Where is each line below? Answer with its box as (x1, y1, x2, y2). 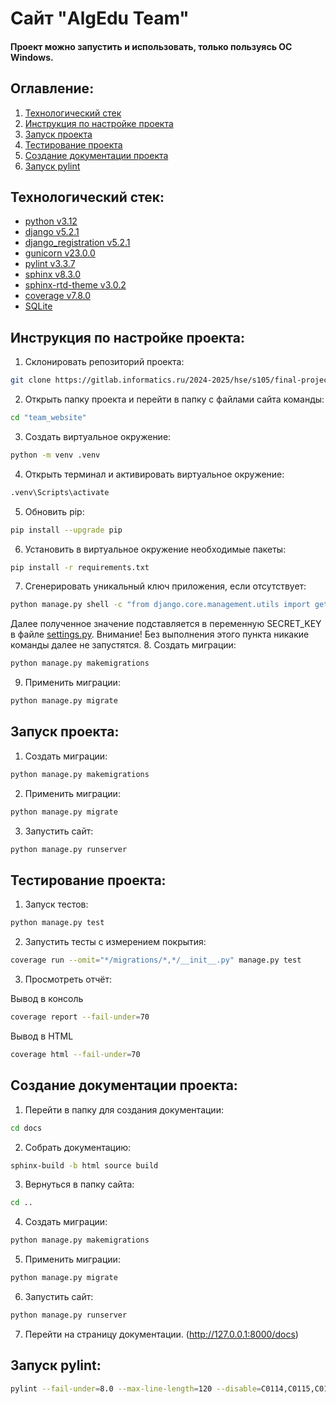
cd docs (10, 1123, 43, 1133)
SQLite (24, 300, 53, 312)
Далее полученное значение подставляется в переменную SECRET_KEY (10, 618, 322, 630)
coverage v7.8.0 (24, 290, 92, 302)
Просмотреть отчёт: (24, 973, 113, 986)
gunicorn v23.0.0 (24, 247, 96, 259)
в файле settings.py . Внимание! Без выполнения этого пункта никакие (10, 628, 310, 641)
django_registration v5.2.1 (24, 237, 131, 249)
